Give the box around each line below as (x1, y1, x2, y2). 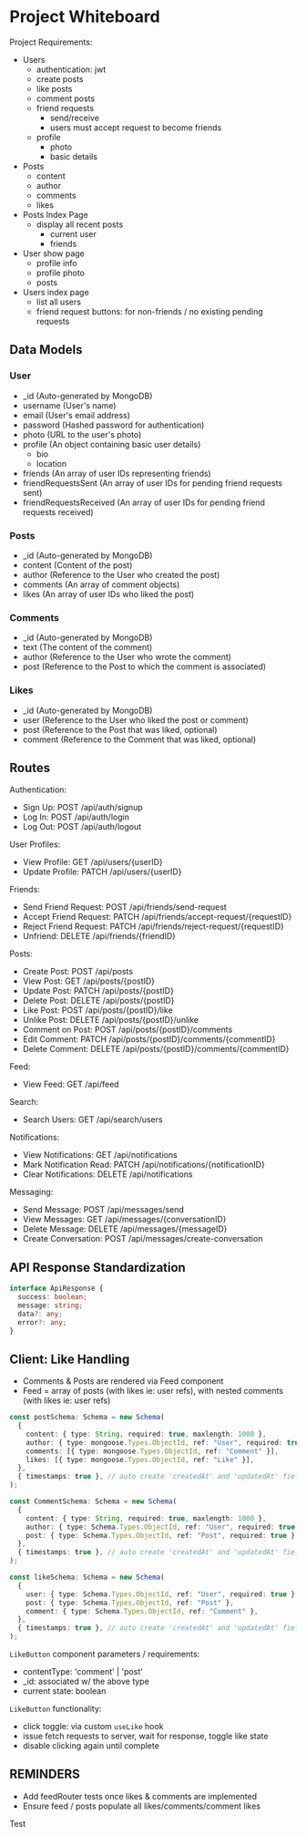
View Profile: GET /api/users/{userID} (22, 857, 164, 868)
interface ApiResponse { (9, 1284, 104, 1294)
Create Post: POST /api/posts (22, 966, 134, 977)
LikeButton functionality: (9, 1703, 102, 1715)
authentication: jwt (36, 64, 107, 75)
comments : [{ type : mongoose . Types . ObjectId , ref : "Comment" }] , (25, 1447, 280, 1456)
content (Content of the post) (22, 559, 133, 571)
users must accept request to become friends (49, 121, 222, 133)
